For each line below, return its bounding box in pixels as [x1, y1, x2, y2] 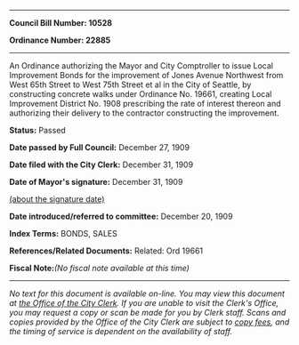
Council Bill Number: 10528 [9, 18, 113, 28]
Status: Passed [9, 125, 67, 135]
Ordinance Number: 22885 [9, 35, 111, 45]
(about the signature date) [9, 194, 105, 205]
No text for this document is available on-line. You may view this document [9, 288, 285, 299]
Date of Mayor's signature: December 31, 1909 [9, 177, 183, 187]
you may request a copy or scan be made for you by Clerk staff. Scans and [9, 308, 287, 317]
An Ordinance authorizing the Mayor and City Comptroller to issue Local [9, 60, 274, 71]
